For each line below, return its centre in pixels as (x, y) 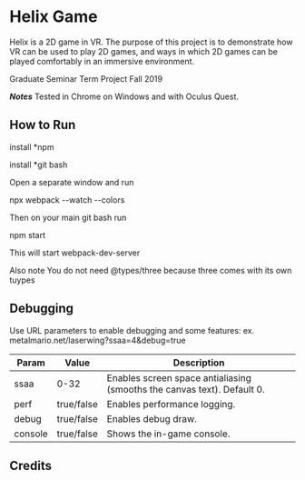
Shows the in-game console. (168, 434)
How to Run (43, 125)
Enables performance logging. (171, 404)
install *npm (32, 146)
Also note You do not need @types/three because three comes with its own (151, 270)
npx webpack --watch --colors (67, 200)
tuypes (22, 280)
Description (199, 363)
